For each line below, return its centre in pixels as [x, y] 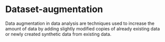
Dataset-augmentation [54, 9]
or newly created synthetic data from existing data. [58, 34]
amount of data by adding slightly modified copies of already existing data [83, 28]
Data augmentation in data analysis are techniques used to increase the [80, 23]
